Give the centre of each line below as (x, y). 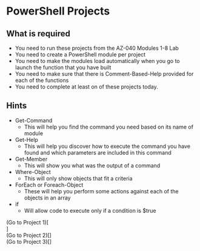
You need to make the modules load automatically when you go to (97, 61)
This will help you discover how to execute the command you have (107, 146)
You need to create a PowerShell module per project (80, 55)
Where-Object (33, 172)
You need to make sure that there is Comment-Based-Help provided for (104, 74)
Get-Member (31, 159)
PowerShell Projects (58, 11)
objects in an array (47, 198)
